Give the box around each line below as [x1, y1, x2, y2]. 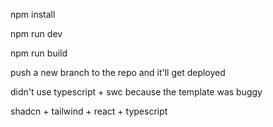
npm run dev [10, 28, 63, 39]
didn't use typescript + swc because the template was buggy [10, 86, 263, 98]
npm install [10, 9, 56, 20]
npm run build [10, 47, 68, 59]
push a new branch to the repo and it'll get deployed [10, 67, 226, 78]
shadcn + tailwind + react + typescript [10, 105, 168, 117]
